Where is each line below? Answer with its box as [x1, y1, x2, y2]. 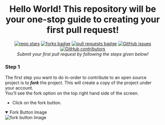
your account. [5, 85, 33, 91]
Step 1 [5, 63, 20, 70]
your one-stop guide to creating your [5, 14, 160, 25]
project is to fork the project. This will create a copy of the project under [5, 80, 152, 86]
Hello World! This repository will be [9, 3, 157, 15]
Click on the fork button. [12, 100, 62, 106]
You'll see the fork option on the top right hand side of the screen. [5, 90, 139, 96]
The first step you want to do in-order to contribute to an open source [5, 75, 147, 81]
